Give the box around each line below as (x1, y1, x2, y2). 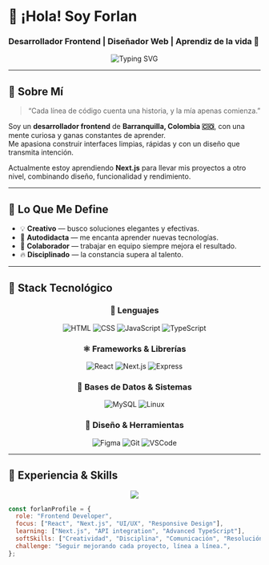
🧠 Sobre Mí (8, 84, 64, 99)
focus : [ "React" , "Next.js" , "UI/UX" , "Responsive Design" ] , (15, 520, 224, 528)
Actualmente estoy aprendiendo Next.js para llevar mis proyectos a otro (8, 163, 247, 173)
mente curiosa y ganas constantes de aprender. (8, 131, 167, 140)
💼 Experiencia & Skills (8, 469, 118, 482)
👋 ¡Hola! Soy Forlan (8, 7, 138, 26)
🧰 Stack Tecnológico (8, 280, 113, 295)
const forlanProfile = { (8, 505, 91, 513)
